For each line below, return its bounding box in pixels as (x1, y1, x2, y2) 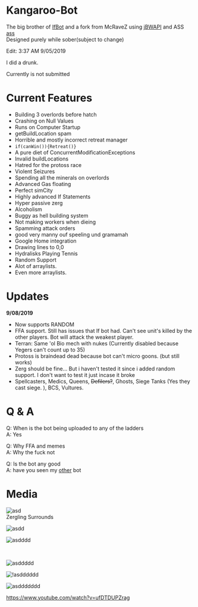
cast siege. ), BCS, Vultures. (14, 384, 84, 391)
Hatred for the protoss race (14, 161, 82, 168)
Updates (6, 290, 49, 303)
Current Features (6, 92, 93, 105)
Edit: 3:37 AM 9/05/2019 (6, 47, 67, 54)
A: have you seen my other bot (6, 466, 81, 473)
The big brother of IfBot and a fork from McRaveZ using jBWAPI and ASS (6, 23, 184, 30)
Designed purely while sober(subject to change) (6, 36, 124, 43)
